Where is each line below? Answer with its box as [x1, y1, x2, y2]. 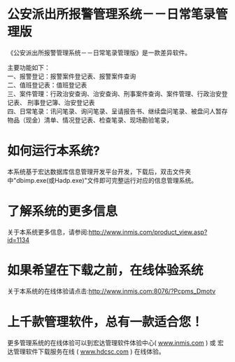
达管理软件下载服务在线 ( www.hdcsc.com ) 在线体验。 [7, 347, 166, 356]
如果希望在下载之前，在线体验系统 [7, 263, 204, 278]
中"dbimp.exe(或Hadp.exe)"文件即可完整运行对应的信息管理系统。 [7, 176, 198, 184]
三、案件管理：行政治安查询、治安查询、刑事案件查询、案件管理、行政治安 [7, 89, 222, 98]
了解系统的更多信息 [7, 204, 118, 219]
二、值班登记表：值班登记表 [7, 81, 87, 89]
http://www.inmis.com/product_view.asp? [88, 228, 208, 236]
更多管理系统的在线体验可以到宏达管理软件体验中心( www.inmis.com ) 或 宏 [7, 338, 224, 347]
